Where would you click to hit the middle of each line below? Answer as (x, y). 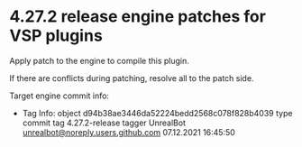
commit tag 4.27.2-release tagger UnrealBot (104, 123)
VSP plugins (56, 36)
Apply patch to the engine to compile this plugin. (99, 60)
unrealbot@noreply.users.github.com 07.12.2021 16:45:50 (129, 132)
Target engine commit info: (59, 96)
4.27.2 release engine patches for (137, 17)
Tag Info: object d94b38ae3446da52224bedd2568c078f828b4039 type (157, 113)
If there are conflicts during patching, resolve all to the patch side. (132, 78)
